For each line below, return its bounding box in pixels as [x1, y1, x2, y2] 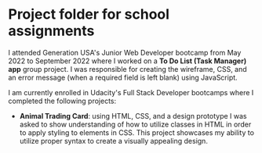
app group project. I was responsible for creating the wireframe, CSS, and [8, 64, 247, 73]
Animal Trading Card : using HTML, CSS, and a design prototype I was [19, 111, 247, 120]
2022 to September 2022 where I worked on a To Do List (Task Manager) [8, 56, 247, 66]
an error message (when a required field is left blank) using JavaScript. [8, 73, 238, 82]
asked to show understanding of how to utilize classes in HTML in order [19, 119, 252, 129]
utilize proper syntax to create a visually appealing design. [19, 136, 208, 145]
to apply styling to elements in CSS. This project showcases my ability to [19, 127, 255, 137]
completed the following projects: [8, 96, 117, 105]
